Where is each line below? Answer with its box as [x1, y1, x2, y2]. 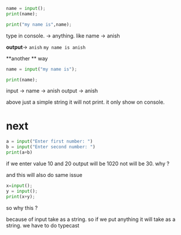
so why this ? [6, 204, 38, 211]
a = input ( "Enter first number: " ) [6, 138, 93, 145]
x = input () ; [6, 182, 33, 189]
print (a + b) [6, 149, 33, 155]
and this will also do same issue [6, 171, 83, 178]
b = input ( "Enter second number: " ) [6, 144, 95, 150]
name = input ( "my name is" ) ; [6, 66, 77, 72]
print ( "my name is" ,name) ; [6, 21, 72, 28]
